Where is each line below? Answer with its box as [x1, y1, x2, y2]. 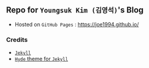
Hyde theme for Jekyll [14, 56, 69, 63]
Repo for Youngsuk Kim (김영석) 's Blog [6, 5, 144, 15]
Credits [6, 35, 28, 44]
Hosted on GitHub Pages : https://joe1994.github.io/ [14, 21, 139, 28]
